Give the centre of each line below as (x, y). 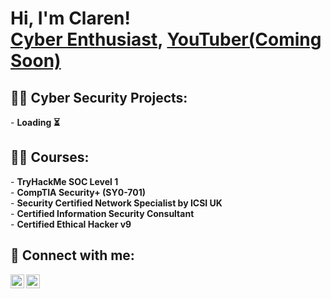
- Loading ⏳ (35, 122)
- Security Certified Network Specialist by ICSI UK (116, 203)
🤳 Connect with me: (72, 255)
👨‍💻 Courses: (50, 157)
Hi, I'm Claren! (71, 18)
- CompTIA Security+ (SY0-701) (78, 192)
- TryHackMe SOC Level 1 (64, 181)
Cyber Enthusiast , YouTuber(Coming (166, 39)
